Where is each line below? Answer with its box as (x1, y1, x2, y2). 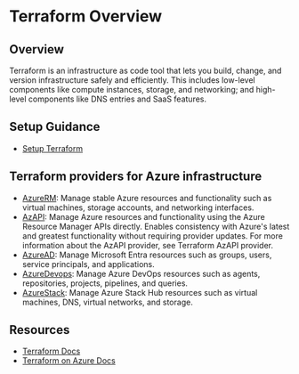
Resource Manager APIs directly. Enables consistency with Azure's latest (21, 221, 290, 232)
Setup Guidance (9, 119, 101, 134)
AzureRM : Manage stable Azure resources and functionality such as (21, 192, 272, 203)
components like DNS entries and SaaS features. (28, 93, 207, 104)
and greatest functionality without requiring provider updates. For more (21, 230, 283, 241)
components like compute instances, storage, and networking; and (9, 85, 255, 94)
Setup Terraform (21, 142, 83, 153)
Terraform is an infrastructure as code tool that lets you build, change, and (9, 65, 282, 76)
